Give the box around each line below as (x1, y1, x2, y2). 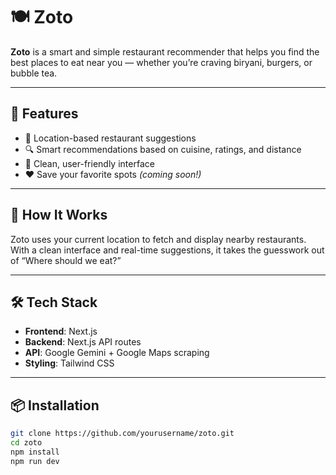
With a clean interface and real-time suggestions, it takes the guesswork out (10, 244, 325, 256)
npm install (10, 447, 60, 457)
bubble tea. (10, 67, 58, 79)
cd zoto (10, 438, 43, 448)
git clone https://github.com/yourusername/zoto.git (10, 429, 235, 439)
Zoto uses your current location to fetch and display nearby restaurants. (10, 233, 307, 245)
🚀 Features (10, 105, 79, 123)
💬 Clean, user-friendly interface (24, 157, 155, 169)
